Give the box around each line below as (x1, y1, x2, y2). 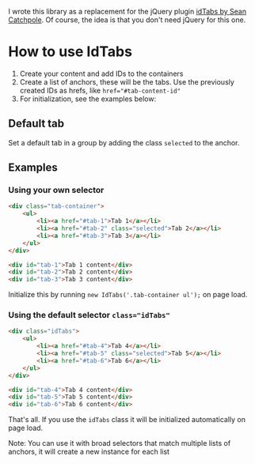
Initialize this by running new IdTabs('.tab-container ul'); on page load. (8, 290, 248, 300)
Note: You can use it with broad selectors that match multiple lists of (8, 439, 231, 448)
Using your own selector (8, 185, 105, 196)
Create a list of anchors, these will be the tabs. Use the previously (19, 77, 235, 86)
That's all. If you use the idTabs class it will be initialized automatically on (8, 415, 245, 424)
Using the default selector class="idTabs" (8, 310, 170, 321)
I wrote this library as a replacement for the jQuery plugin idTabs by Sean (8, 7, 247, 16)
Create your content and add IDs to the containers (19, 69, 184, 78)
